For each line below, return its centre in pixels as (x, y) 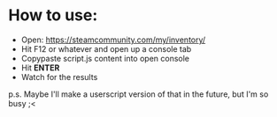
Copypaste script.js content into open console (105, 58)
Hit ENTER (40, 68)
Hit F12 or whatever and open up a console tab (106, 48)
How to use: (53, 15)
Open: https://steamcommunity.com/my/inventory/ (113, 40)
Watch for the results (59, 77)
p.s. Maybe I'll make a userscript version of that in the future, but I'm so (138, 94)
